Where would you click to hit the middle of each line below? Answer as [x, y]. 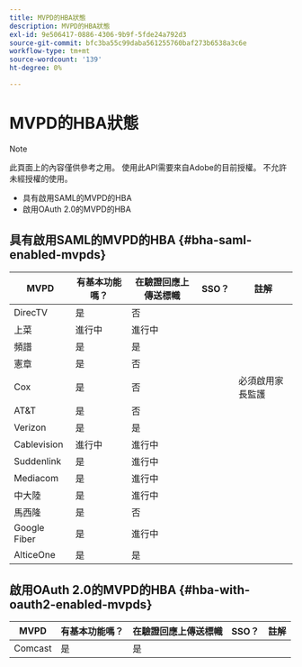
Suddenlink [38, 461]
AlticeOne [35, 554]
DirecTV [31, 312]
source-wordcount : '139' [56, 59]
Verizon [30, 427]
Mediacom [36, 478]
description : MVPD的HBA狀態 [60, 26]
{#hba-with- [214, 590]
